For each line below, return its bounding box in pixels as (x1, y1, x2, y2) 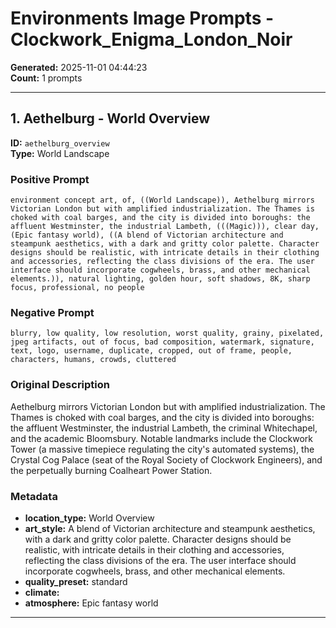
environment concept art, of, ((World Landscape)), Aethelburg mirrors (10, 195, 315, 206)
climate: (24, 586, 60, 598)
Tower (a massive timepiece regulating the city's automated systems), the (10, 443, 315, 455)
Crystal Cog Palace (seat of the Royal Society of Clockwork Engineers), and (10, 453, 323, 466)
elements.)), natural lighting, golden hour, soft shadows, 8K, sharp (10, 274, 311, 284)
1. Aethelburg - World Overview (10, 110, 211, 127)
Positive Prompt (10, 172, 90, 186)
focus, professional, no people (10, 283, 145, 293)
